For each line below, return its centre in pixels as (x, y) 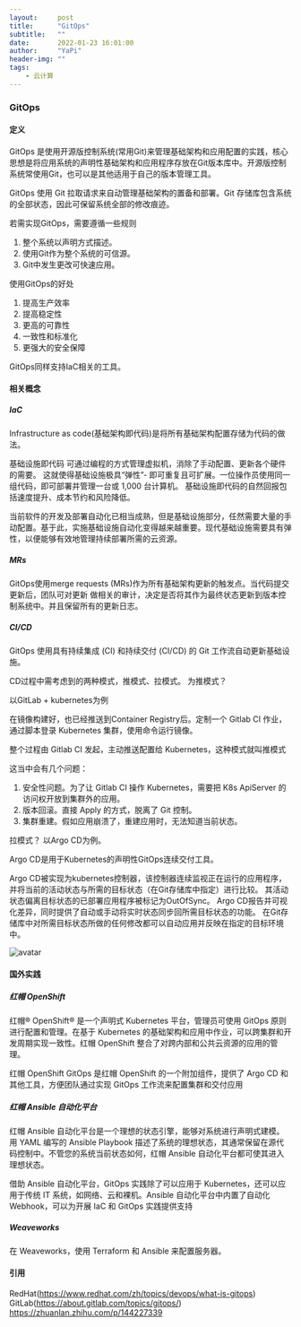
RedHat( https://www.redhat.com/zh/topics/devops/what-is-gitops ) (133, 1294)
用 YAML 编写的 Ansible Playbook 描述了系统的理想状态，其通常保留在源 (143, 1142)
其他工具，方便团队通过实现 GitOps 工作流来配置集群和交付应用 (126, 1084)
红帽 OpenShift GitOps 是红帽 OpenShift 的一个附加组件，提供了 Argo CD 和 (149, 1073)
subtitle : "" (38, 34)
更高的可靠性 (46, 325)
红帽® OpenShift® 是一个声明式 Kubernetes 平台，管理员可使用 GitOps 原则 (148, 1020)
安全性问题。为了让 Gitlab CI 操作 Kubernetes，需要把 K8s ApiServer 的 (154, 788)
